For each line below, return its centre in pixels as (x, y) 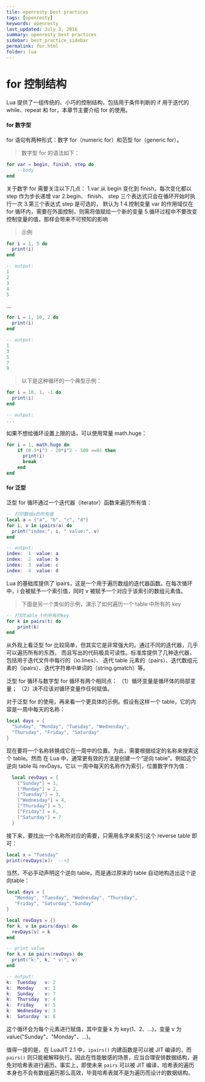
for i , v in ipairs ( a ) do (39, 525)
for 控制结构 (37, 84)
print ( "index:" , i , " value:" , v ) (56, 531)
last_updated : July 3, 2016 (42, 29)
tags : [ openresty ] (30, 18)
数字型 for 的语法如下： (51, 153)
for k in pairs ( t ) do (34, 621)
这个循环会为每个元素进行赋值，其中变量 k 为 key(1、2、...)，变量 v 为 (94, 1029)
